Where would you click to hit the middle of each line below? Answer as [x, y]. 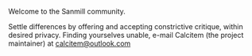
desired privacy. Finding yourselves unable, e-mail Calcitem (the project [126, 35]
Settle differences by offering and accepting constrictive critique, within [126, 26]
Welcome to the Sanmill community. [67, 11]
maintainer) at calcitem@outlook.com [70, 43]
